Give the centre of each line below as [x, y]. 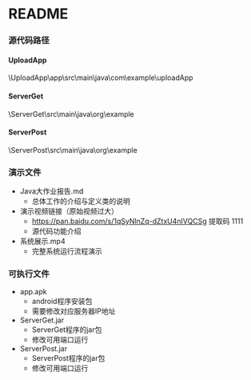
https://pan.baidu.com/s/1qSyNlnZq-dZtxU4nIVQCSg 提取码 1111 [137, 222]
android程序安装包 [62, 302]
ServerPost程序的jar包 [68, 358]
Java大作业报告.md [52, 191]
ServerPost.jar [44, 349]
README [38, 14]
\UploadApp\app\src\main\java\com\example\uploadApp [101, 78]
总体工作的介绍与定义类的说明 [81, 202]
